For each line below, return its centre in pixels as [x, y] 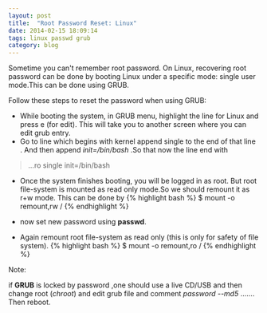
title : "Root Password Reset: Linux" [73, 23]
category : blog [33, 46]
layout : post [30, 16]
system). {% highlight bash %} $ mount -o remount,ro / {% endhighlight [138, 246]
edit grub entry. [45, 133]
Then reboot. [29, 302]
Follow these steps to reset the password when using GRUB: [108, 101]
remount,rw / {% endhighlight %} [74, 206]
